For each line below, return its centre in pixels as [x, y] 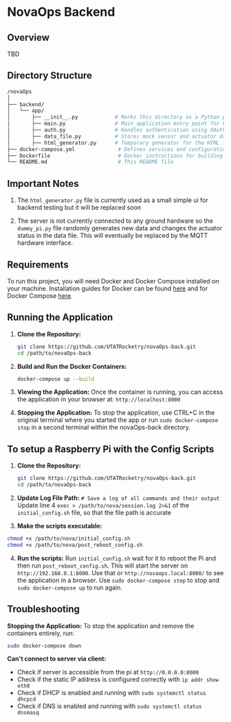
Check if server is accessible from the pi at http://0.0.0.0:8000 [108, 672]
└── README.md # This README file [90, 162]
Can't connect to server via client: [57, 659]
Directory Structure [50, 76]
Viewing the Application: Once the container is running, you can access [120, 392]
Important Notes [43, 183]
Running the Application [60, 318]
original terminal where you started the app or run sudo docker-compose [118, 420]
